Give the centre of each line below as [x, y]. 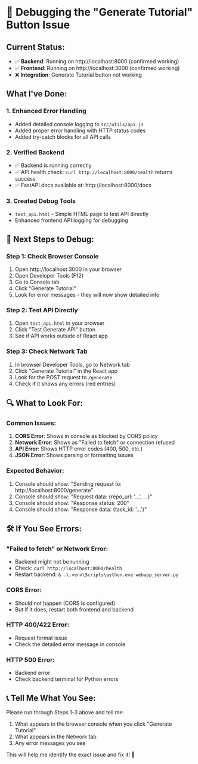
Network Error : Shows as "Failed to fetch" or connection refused [95, 443]
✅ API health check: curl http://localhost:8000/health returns [94, 172]
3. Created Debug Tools [41, 201]
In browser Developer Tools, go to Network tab [72, 364]
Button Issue [38, 25]
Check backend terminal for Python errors [66, 679]
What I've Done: [37, 94]
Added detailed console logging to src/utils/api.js [79, 124]
